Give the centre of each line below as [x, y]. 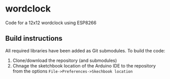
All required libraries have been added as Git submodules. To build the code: [85, 50]
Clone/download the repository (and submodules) [65, 60]
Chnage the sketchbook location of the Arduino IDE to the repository [84, 65]
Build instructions [34, 38]
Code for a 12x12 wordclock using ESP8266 [51, 23]
